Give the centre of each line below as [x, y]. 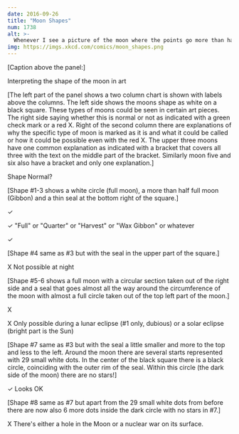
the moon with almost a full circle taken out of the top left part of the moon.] [118, 296]
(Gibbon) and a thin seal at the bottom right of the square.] [93, 198]
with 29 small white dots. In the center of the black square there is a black [116, 360]
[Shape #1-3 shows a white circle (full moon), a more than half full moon [113, 190]
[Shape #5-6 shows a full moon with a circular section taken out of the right [118, 281]
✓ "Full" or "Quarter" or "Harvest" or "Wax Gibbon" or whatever [101, 226]
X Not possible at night [41, 267]
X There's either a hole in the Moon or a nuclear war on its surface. [106, 424]
